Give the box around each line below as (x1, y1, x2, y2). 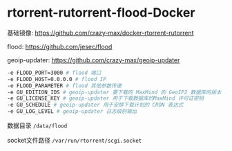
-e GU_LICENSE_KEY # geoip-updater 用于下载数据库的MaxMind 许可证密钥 (7, 95, 204, 102)
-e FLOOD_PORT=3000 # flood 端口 (7, 69, 101, 76)
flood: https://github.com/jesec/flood (7, 42, 113, 51)
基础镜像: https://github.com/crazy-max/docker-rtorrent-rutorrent (7, 28, 194, 37)
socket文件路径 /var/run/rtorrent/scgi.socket (7, 136, 142, 145)
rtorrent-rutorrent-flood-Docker (7, 5, 195, 21)
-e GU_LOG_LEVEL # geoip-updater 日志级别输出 (7, 108, 137, 115)
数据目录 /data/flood (7, 121, 68, 130)
